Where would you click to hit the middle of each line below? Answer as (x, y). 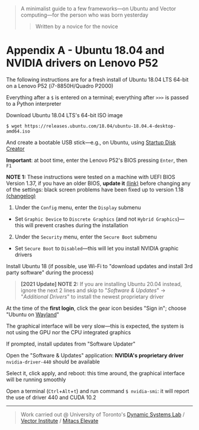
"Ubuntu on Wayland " (33, 314)
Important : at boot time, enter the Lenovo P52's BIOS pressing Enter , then (97, 160)
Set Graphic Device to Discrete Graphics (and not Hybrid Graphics (96, 219)
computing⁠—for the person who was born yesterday (84, 15)
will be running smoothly (36, 379)
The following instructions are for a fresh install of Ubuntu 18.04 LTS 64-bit (97, 79)
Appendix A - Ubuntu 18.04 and (85, 51)
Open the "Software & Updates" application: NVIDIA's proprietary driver (95, 355)
